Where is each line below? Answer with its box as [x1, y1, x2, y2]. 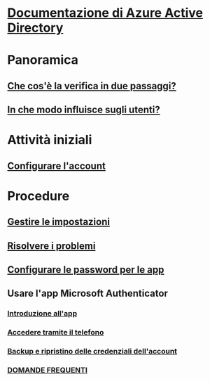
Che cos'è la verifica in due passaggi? [7, 79, 176, 92]
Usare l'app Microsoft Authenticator [7, 288, 168, 299]
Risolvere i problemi [7, 240, 96, 252]
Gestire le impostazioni [7, 216, 111, 228]
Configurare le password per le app [7, 264, 164, 276]
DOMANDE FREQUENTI [7, 366, 87, 375]
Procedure [7, 188, 70, 204]
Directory [7, 20, 64, 36]
